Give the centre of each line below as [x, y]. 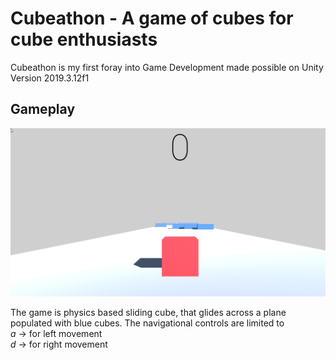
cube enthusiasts [84, 39]
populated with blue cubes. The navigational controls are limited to [147, 323]
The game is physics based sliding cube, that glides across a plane [148, 312]
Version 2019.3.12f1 [50, 78]
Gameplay [43, 109]
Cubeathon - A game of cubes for [152, 18]
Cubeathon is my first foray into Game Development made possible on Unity [167, 67]
